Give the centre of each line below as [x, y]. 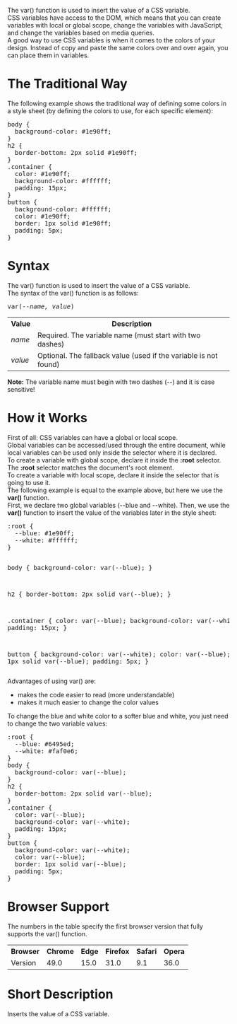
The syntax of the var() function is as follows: [73, 293]
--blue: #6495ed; [44, 744]
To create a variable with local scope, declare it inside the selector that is [113, 475]
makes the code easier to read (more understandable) [96, 694]
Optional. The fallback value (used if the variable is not [128, 355]
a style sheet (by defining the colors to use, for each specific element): [110, 111]
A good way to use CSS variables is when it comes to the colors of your [111, 40]
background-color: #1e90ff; [63, 131]
